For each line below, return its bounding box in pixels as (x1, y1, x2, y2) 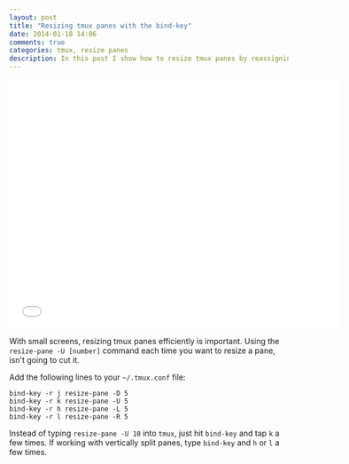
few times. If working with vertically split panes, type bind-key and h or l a (9, 437, 280, 448)
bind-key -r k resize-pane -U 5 (9, 397, 128, 405)
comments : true (9, 37, 66, 47)
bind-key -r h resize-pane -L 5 (9, 405, 128, 413)
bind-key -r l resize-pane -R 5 (9, 413, 128, 421)
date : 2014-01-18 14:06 (9, 29, 97, 38)
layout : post (9, 12, 58, 22)
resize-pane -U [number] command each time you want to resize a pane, (9, 345, 276, 356)
